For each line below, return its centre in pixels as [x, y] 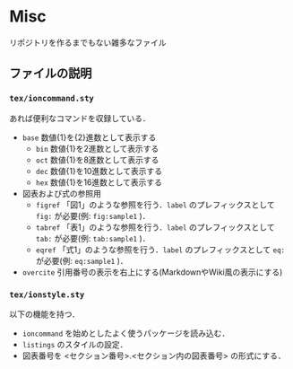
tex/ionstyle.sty [47, 294]
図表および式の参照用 [61, 193]
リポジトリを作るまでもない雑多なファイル [88, 42]
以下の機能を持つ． [45, 314]
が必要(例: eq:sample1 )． [82, 260]
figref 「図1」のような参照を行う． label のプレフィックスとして [155, 205]
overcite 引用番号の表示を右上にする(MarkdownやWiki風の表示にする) [152, 272]
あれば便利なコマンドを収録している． [80, 118]
